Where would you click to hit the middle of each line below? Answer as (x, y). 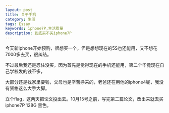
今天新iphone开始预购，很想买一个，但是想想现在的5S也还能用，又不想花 (81, 48)
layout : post (19, 10)
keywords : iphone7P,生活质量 (34, 29)
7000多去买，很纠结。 (29, 54)
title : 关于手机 (21, 15)
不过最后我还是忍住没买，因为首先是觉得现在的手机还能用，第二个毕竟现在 (82, 65)
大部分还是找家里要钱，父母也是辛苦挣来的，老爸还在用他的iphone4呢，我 (82, 82)
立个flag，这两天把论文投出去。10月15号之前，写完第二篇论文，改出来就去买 (84, 99)
